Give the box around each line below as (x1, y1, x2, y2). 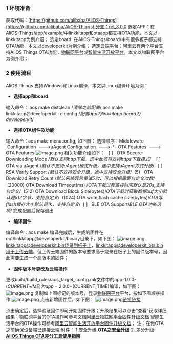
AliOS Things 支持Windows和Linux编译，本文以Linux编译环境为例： (6, 82, 148, 88)
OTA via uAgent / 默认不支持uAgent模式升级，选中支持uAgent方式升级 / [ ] (6, 163, 163, 169)
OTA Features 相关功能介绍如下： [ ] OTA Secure (6, 150, 142, 156)
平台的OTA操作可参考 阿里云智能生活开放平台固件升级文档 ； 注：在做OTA (10, 320, 164, 327)
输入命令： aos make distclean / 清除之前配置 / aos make (6, 104, 123, 110)
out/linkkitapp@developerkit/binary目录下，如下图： (6, 235, 116, 241)
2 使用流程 (6, 70, 32, 77)
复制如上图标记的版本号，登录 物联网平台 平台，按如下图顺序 (34, 290, 160, 296)
